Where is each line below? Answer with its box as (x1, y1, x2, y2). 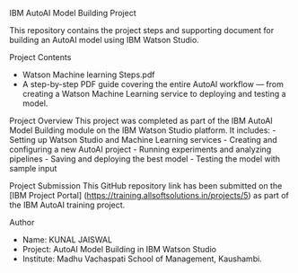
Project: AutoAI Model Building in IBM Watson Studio (22, 244, 217, 254)
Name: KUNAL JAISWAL (22, 234, 113, 245)
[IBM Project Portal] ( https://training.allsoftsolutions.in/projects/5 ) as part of (9, 190, 289, 200)
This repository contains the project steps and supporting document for (9, 25, 275, 35)
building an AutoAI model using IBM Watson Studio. (9, 35, 199, 45)
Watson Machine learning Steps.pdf (22, 69, 155, 80)
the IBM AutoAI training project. (9, 199, 126, 210)
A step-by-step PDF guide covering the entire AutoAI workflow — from (22, 79, 285, 89)
